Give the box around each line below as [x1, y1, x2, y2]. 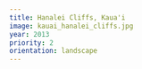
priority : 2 [9, 38, 54, 47]
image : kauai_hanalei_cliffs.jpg [9, 22, 134, 30]
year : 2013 [9, 30, 50, 39]
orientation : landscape [9, 47, 98, 56]
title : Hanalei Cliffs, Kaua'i [9, 13, 126, 22]
